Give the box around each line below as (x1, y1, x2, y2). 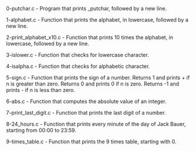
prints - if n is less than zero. (6, 87, 75, 93)
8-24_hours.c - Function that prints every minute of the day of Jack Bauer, (6, 121, 186, 128)
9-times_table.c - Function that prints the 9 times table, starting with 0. (6, 138, 177, 145)
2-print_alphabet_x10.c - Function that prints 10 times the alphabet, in (6, 34, 174, 40)
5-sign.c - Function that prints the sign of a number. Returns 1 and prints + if (6, 74, 190, 81)
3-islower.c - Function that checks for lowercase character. (6, 52, 150, 58)
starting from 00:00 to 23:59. (6, 127, 76, 133)
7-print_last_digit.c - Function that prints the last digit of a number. (6, 109, 166, 116)
